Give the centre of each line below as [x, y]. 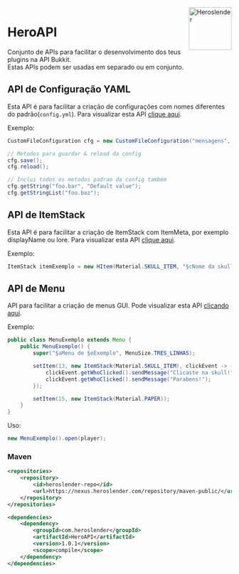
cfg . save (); [25, 160]
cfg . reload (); [28, 167]
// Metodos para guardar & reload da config [74, 153]
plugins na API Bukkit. [39, 59]
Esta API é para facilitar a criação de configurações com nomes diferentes [116, 107]
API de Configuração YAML [69, 89]
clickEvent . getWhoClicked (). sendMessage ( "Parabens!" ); [128, 379]
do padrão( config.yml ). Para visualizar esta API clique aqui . [95, 114]
